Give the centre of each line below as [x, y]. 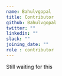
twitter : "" [21, 28]
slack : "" [18, 39]
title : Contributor [30, 17]
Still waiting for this [30, 67]
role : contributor [30, 50]
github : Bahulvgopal [32, 22]
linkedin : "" [22, 34]
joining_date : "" [27, 45]
